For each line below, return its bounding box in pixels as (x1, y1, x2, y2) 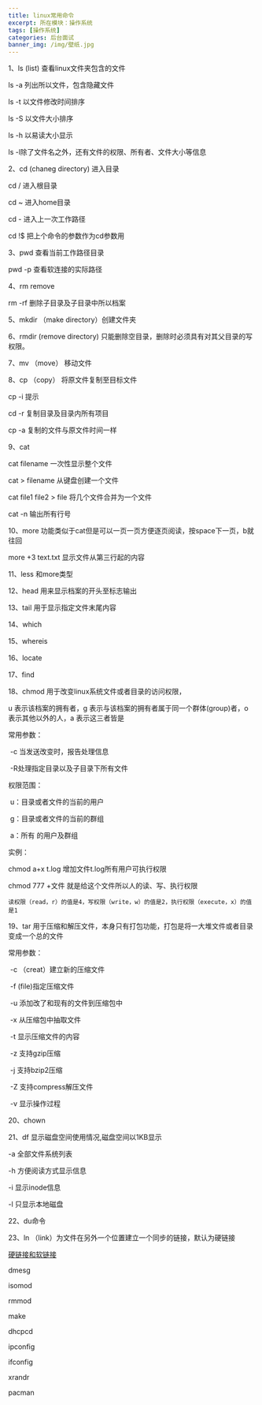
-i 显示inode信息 (8, 1183, 61, 1192)
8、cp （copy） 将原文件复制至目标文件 (8, 376, 138, 385)
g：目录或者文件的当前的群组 (9, 814, 105, 824)
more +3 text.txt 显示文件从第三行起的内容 (8, 553, 146, 562)
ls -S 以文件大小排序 (8, 114, 74, 123)
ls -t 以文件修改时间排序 (8, 97, 85, 106)
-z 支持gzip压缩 (9, 1048, 61, 1058)
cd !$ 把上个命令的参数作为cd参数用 (8, 231, 125, 241)
